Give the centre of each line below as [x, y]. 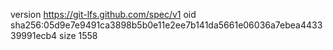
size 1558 [78, 35]
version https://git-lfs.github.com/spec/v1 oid [103, 14]
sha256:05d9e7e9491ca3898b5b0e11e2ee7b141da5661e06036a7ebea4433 [166, 25]
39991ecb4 [34, 35]
